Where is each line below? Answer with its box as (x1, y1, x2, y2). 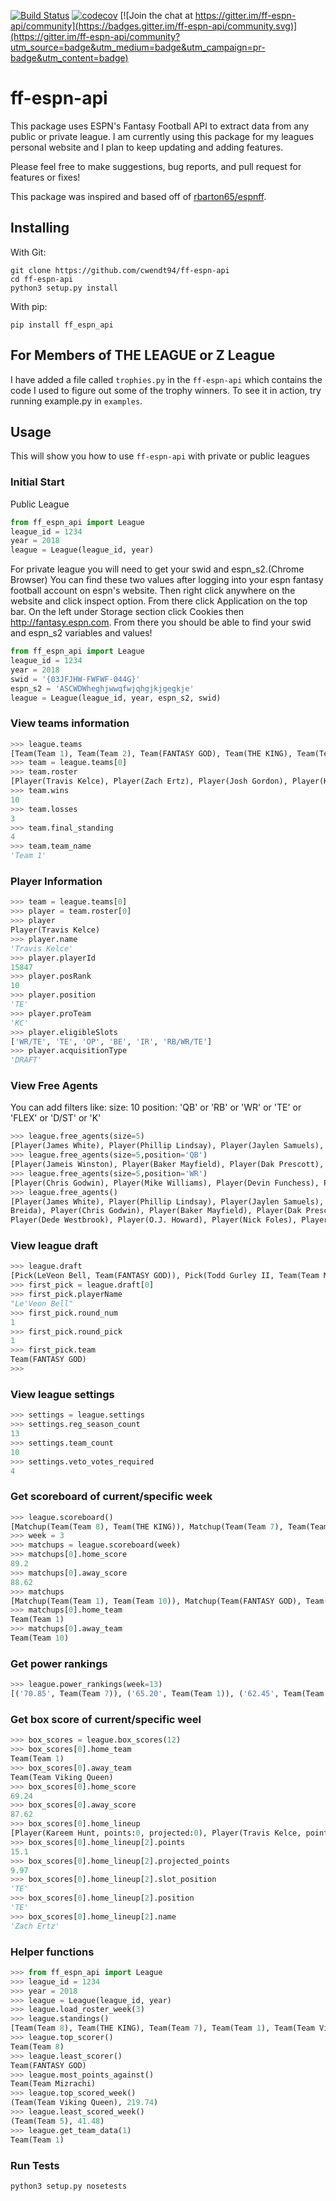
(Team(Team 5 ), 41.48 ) (10, 2116, 105, 2126)
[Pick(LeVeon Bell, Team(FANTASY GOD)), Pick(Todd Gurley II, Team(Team (10, 1271, 320, 1281)
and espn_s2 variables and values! (10, 627, 153, 639)
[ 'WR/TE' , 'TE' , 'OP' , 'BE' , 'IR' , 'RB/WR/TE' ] (10, 1036, 213, 1047)
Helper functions (10, 1945, 95, 1959)
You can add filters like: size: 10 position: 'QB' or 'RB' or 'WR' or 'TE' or (10, 1101, 302, 1114)
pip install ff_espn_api (10, 320, 114, 330)
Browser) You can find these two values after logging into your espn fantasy (10, 574, 324, 586)
